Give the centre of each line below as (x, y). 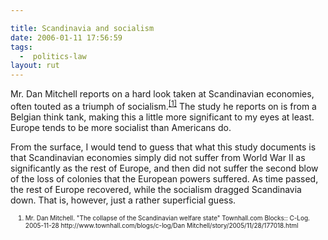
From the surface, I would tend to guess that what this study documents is (163, 147)
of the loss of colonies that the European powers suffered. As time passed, (164, 178)
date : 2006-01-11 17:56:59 (66, 37)
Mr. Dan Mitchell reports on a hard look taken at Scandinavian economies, (162, 94)
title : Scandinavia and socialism (82, 28)
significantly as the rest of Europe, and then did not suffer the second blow (164, 168)
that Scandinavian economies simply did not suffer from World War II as (158, 157)
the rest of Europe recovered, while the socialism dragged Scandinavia (156, 189)
